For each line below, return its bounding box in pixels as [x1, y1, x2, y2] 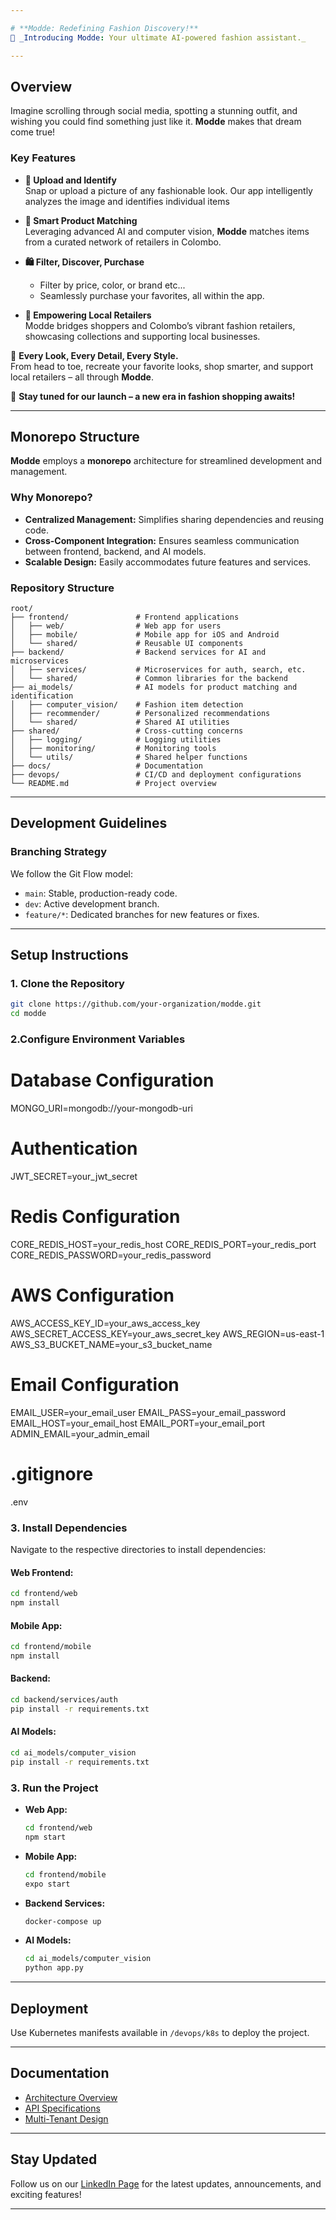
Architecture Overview [24, 2091, 118, 2103]
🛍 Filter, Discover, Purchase [24, 256, 145, 268]
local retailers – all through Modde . [10, 371, 154, 383]
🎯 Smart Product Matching [24, 214, 138, 226]
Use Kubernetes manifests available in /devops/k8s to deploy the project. [10, 2027, 310, 2039]
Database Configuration [10, 1069, 215, 1092]
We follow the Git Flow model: [10, 867, 133, 880]
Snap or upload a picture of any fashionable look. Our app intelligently [24, 184, 313, 196]
